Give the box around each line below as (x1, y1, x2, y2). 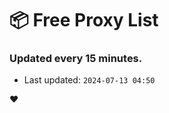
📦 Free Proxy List (9, 9, 159, 32)
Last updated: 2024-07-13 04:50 (23, 74, 156, 86)
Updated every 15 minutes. (9, 52, 143, 66)
